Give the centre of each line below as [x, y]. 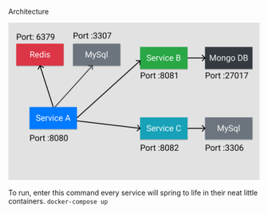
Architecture [29, 12]
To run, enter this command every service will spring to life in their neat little [133, 192]
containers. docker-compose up [58, 201]
